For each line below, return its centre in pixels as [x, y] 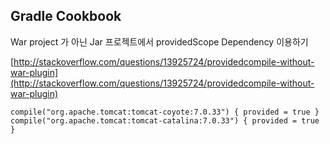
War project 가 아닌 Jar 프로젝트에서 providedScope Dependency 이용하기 [159, 41]
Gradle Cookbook [66, 16]
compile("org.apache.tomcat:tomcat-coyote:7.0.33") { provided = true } [165, 112]
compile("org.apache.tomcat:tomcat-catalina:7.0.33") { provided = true [165, 120]
